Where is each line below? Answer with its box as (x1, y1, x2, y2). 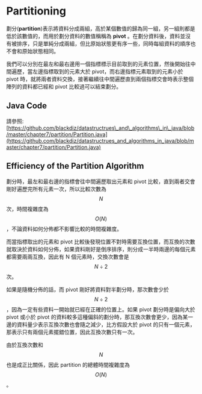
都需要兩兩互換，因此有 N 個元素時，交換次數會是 (6, 253, 129, 260)
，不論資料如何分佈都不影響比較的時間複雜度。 (6, 225, 122, 233)
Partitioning (6, 4, 66, 18)
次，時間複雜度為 (6, 205, 49, 212)
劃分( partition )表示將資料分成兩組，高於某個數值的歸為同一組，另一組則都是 (6, 25, 195, 32)
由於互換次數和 (6, 341, 43, 348)
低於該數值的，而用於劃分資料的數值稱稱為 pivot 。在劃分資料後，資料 (6, 32, 180, 40)
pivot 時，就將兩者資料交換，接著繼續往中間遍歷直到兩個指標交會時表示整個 (6, 75, 194, 83)
